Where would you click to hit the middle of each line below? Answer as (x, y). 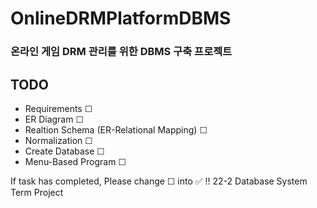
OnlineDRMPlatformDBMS (121, 18)
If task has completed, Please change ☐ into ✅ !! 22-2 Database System (159, 181)
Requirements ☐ (58, 108)
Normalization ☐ (58, 140)
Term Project (37, 192)
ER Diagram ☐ (54, 119)
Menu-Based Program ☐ (75, 161)
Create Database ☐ (64, 151)
